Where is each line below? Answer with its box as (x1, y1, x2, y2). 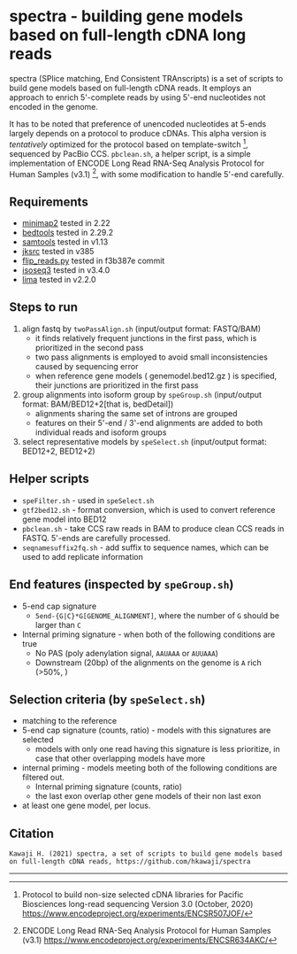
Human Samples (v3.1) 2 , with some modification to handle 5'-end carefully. (9, 167, 285, 179)
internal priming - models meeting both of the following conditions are (21, 763, 278, 773)
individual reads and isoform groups (34, 427, 167, 438)
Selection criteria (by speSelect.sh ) (9, 692, 206, 707)
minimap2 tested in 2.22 (21, 218, 110, 229)
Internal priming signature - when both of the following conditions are (21, 629, 276, 640)
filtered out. (21, 772, 65, 783)
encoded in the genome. (9, 101, 99, 112)
